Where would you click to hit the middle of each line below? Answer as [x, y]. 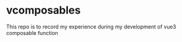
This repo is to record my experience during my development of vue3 [91, 27]
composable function [32, 33]
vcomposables [43, 10]
